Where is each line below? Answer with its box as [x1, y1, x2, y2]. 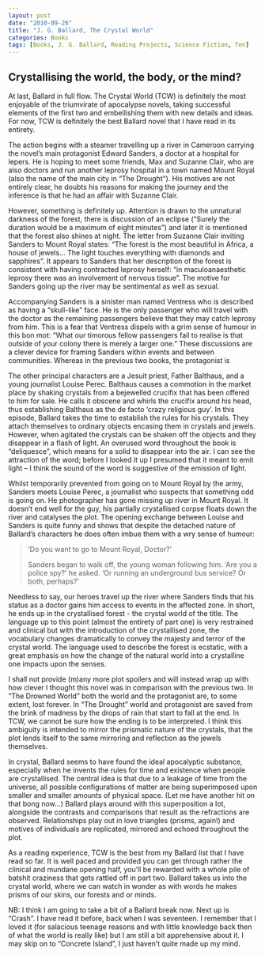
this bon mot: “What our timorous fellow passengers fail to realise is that [8, 330, 244, 340]
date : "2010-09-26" [8, 19, 73, 27]
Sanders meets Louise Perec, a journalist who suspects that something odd [8, 487, 255, 497]
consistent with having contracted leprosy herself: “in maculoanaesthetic [8, 264, 247, 274]
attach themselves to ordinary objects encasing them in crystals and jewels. [8, 421, 256, 431]
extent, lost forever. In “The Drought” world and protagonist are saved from [8, 699, 253, 708]
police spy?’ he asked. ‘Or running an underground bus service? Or [27, 568, 247, 577]
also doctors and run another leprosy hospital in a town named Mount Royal [8, 165, 255, 175]
